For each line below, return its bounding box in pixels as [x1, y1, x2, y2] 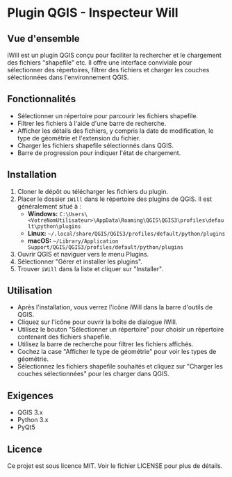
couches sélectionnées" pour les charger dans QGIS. [17, 370, 169, 378]
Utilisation [7, 285, 53, 297]
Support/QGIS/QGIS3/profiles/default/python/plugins [27, 243, 184, 251]
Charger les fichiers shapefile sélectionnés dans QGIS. [17, 141, 174, 149]
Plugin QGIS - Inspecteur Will [7, 5, 179, 21]
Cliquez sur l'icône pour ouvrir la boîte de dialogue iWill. [17, 318, 178, 326]
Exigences [7, 389, 54, 401]
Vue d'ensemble [7, 33, 80, 45]
